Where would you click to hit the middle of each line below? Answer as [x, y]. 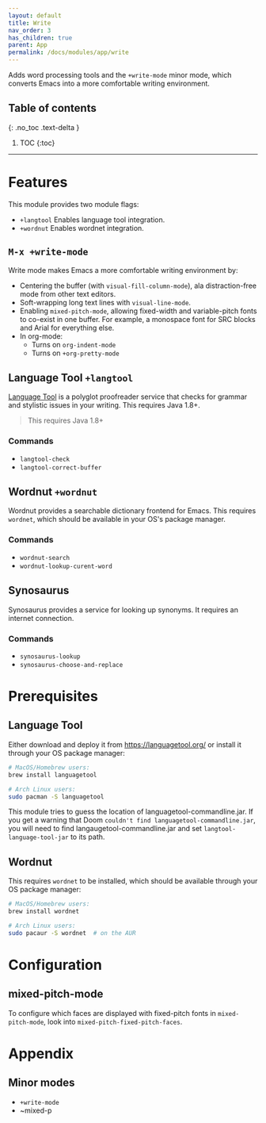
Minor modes [42, 1083]
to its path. [87, 837]
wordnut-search [45, 558]
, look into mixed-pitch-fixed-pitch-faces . [113, 1021]
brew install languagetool [53, 775]
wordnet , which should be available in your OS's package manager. [117, 519]
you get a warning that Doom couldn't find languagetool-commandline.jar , [132, 820]
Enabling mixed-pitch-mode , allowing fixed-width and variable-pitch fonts [138, 311]
